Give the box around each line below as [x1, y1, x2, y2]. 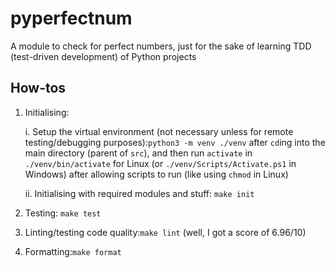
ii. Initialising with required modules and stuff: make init [24, 187, 255, 199]
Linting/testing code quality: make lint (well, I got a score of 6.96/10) [24, 226, 307, 238]
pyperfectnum [10, 7, 133, 30]
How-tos [10, 80, 67, 97]
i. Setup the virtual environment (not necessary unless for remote [24, 125, 294, 137]
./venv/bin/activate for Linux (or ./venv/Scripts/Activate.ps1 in [24, 157, 297, 169]
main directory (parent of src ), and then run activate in [24, 147, 253, 159]
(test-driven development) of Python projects [10, 50, 197, 62]
